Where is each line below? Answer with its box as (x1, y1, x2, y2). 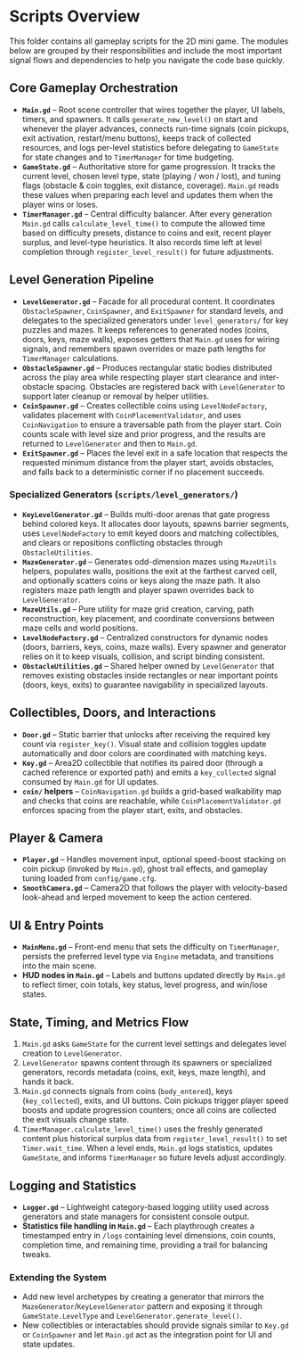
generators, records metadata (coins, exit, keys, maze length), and (21, 1067, 267, 1078)
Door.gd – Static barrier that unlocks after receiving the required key (21, 728, 271, 739)
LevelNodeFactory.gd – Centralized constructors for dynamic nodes (21, 631, 269, 643)
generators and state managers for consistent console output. (21, 1211, 250, 1222)
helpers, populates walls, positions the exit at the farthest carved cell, (21, 565, 278, 576)
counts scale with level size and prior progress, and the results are (21, 428, 266, 439)
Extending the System (9, 1271, 107, 1283)
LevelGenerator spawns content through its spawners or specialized (21, 1058, 273, 1068)
